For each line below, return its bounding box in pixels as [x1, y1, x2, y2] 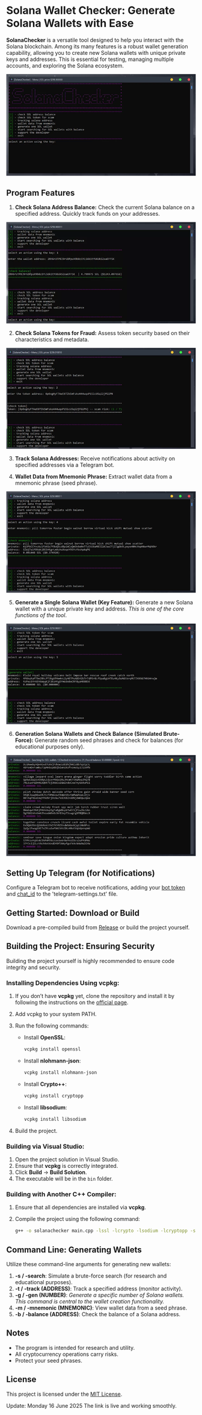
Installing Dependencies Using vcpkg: [6, 979, 120, 987]
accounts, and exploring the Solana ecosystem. [6, 61, 124, 69]
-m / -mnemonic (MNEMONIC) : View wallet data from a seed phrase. [14, 1304, 188, 1311]
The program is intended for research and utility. [14, 1344, 135, 1351]
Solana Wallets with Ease [6, 16, 134, 30]
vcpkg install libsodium [23, 1116, 87, 1122]
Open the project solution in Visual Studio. [14, 1155, 120, 1163]
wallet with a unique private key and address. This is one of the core [14, 605, 185, 612]
